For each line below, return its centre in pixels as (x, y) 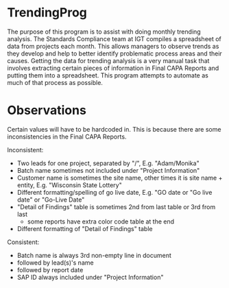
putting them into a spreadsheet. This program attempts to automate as (108, 75)
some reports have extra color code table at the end (101, 221)
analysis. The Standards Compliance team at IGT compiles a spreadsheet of (114, 38)
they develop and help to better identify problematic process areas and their (115, 53)
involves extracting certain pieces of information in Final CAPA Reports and (113, 68)
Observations (47, 110)
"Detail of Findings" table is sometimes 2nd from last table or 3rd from (116, 206)
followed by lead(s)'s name (55, 263)
